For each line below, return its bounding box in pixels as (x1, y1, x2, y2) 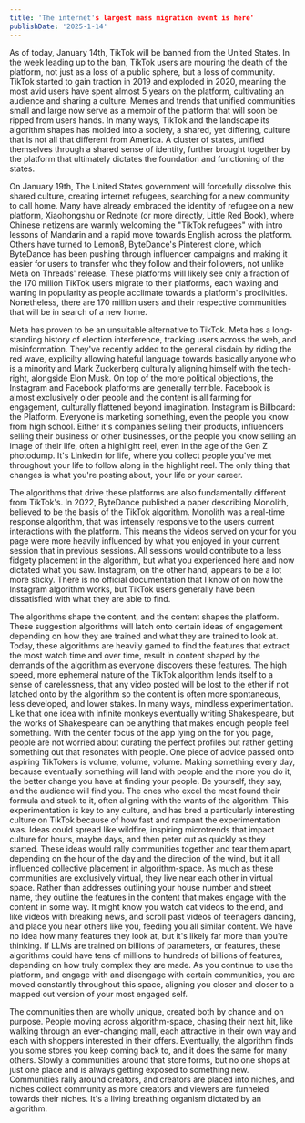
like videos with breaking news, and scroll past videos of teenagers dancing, (9, 911, 297, 922)
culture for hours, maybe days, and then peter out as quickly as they (9, 833, 266, 844)
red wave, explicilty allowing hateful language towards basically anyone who (9, 352, 297, 364)
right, (9, 373, 30, 383)
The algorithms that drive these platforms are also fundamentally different (9, 486, 287, 497)
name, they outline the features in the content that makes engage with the (9, 892, 287, 903)
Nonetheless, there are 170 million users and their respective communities (9, 297, 287, 308)
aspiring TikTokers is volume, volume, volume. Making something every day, (9, 756, 296, 767)
